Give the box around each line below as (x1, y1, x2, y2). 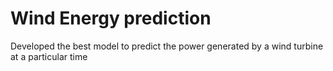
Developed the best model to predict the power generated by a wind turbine (10, 40, 324, 52)
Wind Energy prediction (10, 7, 212, 30)
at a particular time (10, 50, 88, 62)
